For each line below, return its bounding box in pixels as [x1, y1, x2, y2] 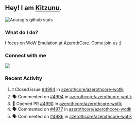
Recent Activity [5, 75, 43, 82]
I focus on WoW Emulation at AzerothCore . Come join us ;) [5, 40, 122, 46]
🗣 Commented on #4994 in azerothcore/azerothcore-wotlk [12, 93, 132, 99]
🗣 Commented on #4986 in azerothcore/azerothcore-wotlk [12, 113, 132, 119]
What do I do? [5, 29, 38, 35]
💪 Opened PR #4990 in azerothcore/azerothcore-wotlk [12, 101, 122, 106]
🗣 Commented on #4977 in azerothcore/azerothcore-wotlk [12, 106, 132, 112]
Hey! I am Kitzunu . [5, 4, 62, 12]
